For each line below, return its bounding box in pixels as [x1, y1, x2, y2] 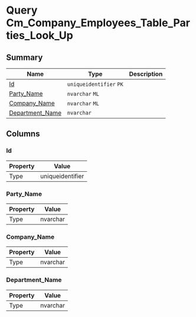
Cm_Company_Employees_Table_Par [6, 16, 191, 30]
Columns [6, 129, 40, 139]
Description [129, 70, 163, 78]
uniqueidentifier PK [67, 81, 124, 88]
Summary [6, 52, 43, 62]
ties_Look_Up [6, 29, 74, 42]
